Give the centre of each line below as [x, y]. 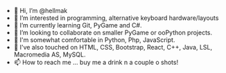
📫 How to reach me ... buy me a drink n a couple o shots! [96, 62]
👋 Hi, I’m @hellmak [41, 11]
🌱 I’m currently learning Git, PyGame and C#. [78, 25]
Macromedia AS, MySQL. [50, 54]
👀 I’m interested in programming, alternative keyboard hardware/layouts [116, 18]
